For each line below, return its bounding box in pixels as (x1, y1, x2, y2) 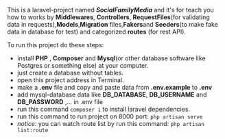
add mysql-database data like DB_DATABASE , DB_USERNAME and (16, 90, 207, 99)
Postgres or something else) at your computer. (16, 62, 149, 69)
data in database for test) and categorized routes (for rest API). (7, 27, 187, 36)
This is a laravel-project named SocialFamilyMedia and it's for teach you (7, 6, 214, 14)
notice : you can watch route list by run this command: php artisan (16, 120, 204, 127)
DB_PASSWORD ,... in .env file (16, 98, 103, 105)
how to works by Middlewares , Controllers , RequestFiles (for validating (7, 13, 211, 21)
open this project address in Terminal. (16, 76, 125, 84)
